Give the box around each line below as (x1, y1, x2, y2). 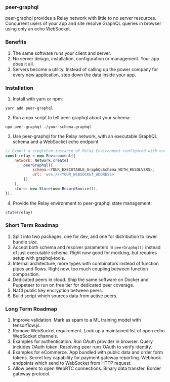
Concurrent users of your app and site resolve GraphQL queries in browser (5, 20, 162, 26)
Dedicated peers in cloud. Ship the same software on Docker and (12, 276, 149, 283)
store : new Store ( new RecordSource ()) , (14, 186, 99, 191)
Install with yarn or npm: (12, 95, 63, 102)
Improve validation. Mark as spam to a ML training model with (12, 317, 141, 323)
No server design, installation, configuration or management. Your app (12, 55, 159, 61)
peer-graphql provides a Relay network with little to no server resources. (5, 15, 157, 21)
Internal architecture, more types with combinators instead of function (12, 260, 159, 266)
